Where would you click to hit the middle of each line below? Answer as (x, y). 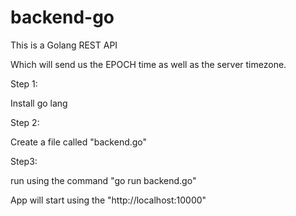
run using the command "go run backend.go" (103, 180)
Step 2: (25, 122)
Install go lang (39, 103)
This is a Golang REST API (64, 45)
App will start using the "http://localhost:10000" (108, 200)
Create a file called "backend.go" (79, 142)
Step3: (24, 161)
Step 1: (24, 83)
